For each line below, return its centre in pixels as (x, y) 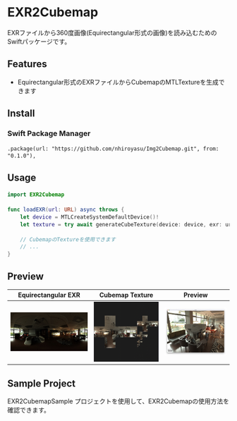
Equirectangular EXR (49, 295)
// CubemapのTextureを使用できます (68, 239)
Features (27, 64)
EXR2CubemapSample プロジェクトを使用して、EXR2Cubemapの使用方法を (118, 401)
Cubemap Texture (126, 295)
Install (21, 114)
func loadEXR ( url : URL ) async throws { (66, 209)
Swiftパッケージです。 (39, 41)
